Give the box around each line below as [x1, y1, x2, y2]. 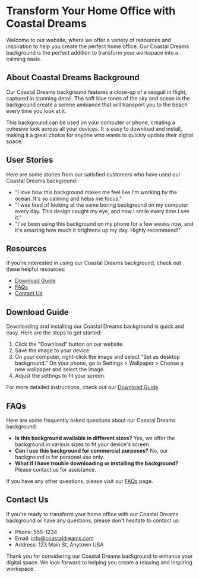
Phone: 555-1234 [14, 528, 58, 535]
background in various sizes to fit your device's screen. [14, 441, 151, 448]
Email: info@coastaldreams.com [14, 535, 94, 542]
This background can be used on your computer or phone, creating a [6, 119, 175, 126]
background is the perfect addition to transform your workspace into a [6, 49, 178, 56]
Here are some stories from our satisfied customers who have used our [6, 170, 181, 178]
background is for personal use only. [14, 453, 105, 460]
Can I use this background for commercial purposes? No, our [14, 447, 168, 454]
